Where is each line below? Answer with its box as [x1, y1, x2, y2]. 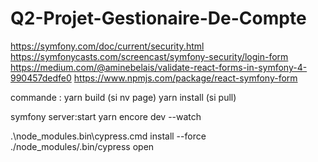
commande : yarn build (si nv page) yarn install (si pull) [10, 91, 237, 103]
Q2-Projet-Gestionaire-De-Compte [10, 7, 307, 30]
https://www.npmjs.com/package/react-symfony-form [73, 72, 298, 84]
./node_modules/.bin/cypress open [10, 140, 155, 152]
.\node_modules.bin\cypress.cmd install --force [10, 130, 207, 142]
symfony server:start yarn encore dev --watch [10, 110, 202, 122]
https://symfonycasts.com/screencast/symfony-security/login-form [10, 50, 289, 62]
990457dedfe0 [10, 72, 72, 84]
